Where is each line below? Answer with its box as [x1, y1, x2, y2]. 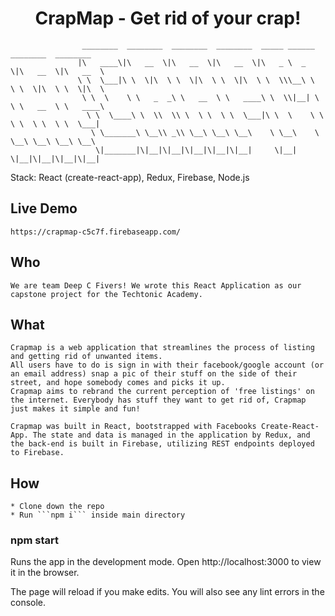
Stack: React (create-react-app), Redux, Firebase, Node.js [10, 171, 250, 183]
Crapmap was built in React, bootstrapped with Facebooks [10, 422, 257, 432]
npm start [10, 533, 60, 547]
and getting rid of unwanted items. [10, 352, 163, 362]
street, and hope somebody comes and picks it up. [10, 378, 226, 388]
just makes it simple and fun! [10, 404, 141, 414]
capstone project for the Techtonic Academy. [10, 289, 203, 299]
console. [10, 597, 47, 609]
